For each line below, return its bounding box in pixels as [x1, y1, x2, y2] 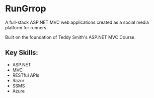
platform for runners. [5, 24, 48, 30]
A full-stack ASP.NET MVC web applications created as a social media [5, 19, 149, 25]
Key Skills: [5, 49, 38, 57]
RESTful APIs [12, 72, 40, 78]
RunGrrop [5, 3, 46, 14]
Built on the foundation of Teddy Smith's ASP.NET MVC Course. [5, 34, 136, 40]
